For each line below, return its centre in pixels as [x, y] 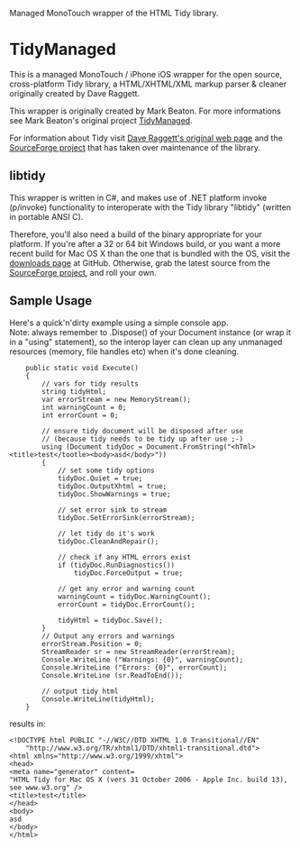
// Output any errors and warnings [109, 636]
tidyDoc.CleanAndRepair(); [108, 541]
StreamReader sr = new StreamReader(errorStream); [139, 652]
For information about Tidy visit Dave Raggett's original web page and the [146, 138]
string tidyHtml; [74, 391]
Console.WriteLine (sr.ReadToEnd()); [112, 675]
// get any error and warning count [126, 588]
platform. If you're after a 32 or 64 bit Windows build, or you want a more [145, 243]
